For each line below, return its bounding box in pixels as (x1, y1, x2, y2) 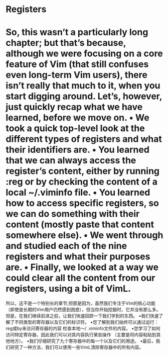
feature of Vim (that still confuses (6, 59, 149, 70)
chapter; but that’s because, (6, 37, 126, 49)
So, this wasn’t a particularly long (6, 27, 148, 38)
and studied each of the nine (6, 240, 127, 252)
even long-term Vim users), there (6, 69, 147, 81)
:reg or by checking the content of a (6, 176, 157, 188)
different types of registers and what (6, 133, 162, 145)
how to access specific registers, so (6, 198, 159, 209)
